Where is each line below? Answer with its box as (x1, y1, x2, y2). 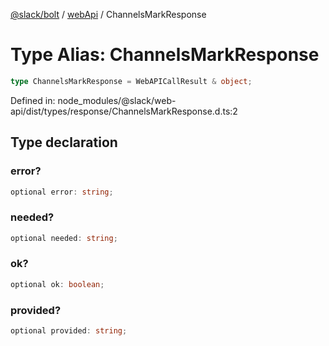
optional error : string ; (10, 187, 114, 197)
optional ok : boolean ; (10, 279, 105, 289)
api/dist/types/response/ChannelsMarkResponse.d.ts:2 (10, 105, 238, 117)
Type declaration (10, 134, 118, 151)
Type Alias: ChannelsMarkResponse (10, 44, 320, 66)
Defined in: (10, 94, 56, 106)
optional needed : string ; (10, 233, 118, 243)
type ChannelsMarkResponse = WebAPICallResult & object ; (10, 76, 253, 86)
